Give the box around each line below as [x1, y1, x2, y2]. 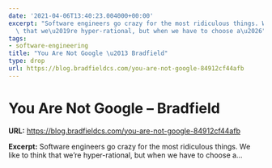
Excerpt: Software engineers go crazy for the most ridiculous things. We [8, 141, 251, 151]
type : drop [8, 57, 45, 65]
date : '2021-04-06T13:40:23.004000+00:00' [8, 11, 154, 20]
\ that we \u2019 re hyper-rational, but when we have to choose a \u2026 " [15, 27, 266, 35]
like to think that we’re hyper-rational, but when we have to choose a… [8, 150, 243, 160]
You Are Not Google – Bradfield [8, 99, 220, 117]
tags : [8, 34, 27, 43]
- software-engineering [8, 42, 89, 50]
